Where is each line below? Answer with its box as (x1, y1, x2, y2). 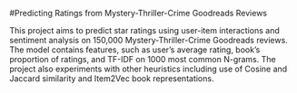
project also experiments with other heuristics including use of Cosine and (9, 63, 288, 74)
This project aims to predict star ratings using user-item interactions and (9, 25, 280, 35)
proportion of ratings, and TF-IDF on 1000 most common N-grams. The (9, 54, 276, 64)
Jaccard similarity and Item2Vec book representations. (9, 73, 214, 84)
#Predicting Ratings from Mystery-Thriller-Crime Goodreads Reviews (9, 8, 268, 18)
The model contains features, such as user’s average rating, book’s (9, 44, 261, 55)
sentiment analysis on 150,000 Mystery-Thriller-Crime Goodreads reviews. (9, 35, 288, 45)
